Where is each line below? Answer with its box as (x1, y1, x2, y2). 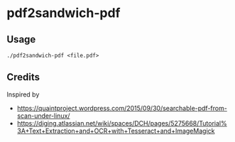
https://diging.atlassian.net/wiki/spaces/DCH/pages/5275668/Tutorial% (16, 119, 228, 127)
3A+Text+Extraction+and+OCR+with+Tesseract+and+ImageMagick (16, 126, 215, 135)
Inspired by (6, 90, 40, 99)
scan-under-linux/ (16, 111, 70, 120)
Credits (6, 71, 40, 83)
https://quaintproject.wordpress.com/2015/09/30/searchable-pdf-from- (16, 104, 228, 112)
